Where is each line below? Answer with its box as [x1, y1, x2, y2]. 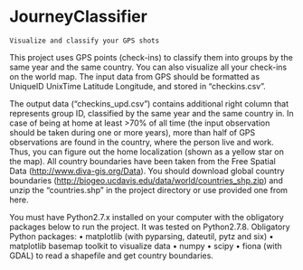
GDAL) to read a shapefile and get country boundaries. [9, 250, 214, 261]
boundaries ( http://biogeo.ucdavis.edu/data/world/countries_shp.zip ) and [9, 174, 283, 186]
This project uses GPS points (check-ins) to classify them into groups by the [9, 51, 294, 62]
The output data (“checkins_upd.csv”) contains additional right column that [9, 98, 289, 109]
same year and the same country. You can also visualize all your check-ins [9, 61, 288, 72]
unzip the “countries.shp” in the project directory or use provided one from [9, 184, 288, 195]
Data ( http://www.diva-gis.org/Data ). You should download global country [9, 165, 285, 176]
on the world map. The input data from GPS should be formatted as [9, 70, 260, 82]
